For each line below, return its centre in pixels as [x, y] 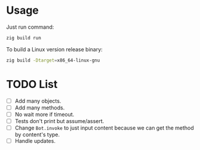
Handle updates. [35, 140]
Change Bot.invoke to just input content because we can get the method [104, 128]
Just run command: [30, 27]
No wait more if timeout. [44, 114]
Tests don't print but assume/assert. [59, 121]
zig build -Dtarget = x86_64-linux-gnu [53, 60]
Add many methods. [40, 108]
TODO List [32, 84]
